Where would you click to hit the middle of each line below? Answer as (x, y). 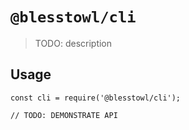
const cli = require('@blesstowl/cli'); (96, 98)
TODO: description (73, 43)
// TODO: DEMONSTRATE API (64, 115)
